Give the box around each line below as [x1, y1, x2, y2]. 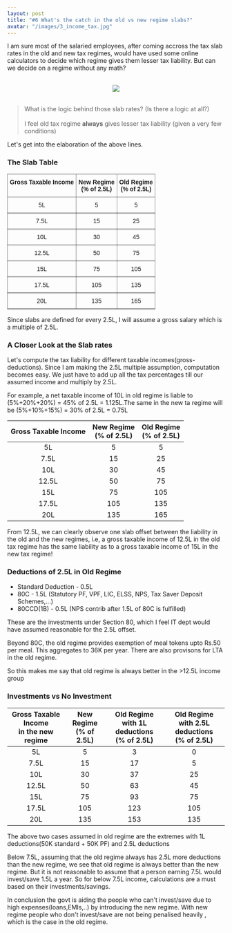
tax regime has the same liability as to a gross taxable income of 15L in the [7, 542, 219, 550]
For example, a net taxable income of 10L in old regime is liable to [7, 391, 193, 399]
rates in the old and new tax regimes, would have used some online [7, 49, 199, 57]
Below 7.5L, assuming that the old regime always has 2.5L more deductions [7, 853, 221, 861]
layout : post [7, 10, 45, 17]
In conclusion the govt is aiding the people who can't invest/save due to [7, 896, 212, 904]
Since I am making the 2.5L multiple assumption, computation [44, 363, 220, 371]
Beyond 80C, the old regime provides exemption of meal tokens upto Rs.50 [7, 639, 221, 647]
